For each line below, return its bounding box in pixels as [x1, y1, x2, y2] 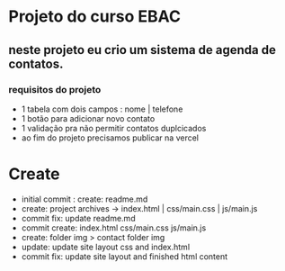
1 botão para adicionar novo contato [21, 113, 156, 123]
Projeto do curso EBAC [8, 6, 182, 27]
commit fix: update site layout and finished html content [21, 250, 228, 262]
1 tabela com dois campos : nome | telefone [21, 104, 183, 114]
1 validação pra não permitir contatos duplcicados [21, 122, 207, 133]
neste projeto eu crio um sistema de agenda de [8, 42, 276, 58]
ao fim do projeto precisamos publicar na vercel [21, 132, 200, 143]
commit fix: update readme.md [21, 212, 136, 223]
